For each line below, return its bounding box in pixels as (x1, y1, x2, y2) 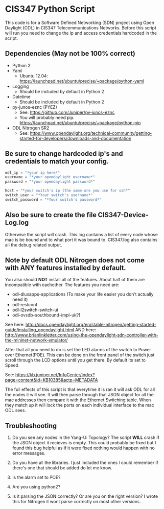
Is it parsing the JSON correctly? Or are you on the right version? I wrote (12, 493, 158, 499)
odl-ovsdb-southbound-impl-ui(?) (12, 312, 81, 318)
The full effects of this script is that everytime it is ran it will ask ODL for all (5, 387, 155, 392)
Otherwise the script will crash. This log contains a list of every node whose (5, 231, 158, 237)
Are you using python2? (12, 484, 61, 490)
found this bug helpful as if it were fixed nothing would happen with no (12, 445, 155, 451)
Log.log (5, 218, 29, 227)
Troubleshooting (5, 421, 57, 430)
